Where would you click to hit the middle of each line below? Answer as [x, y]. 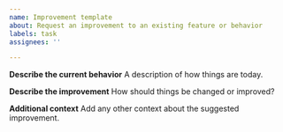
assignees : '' [35, 42]
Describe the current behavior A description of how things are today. [136, 75]
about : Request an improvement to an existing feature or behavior [136, 26]
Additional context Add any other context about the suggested [124, 109]
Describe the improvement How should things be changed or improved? [142, 92]
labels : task [33, 33]
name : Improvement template [61, 17]
